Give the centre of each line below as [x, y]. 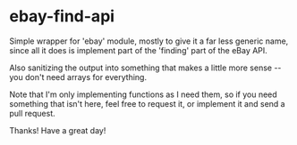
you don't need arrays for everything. [78, 77]
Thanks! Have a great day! [58, 130]
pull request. [32, 113]
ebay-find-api [62, 16]
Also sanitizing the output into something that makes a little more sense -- [145, 68]
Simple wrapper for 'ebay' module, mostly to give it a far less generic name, [149, 41]
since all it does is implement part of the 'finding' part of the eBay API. [139, 50]
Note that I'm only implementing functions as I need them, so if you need [143, 94]
